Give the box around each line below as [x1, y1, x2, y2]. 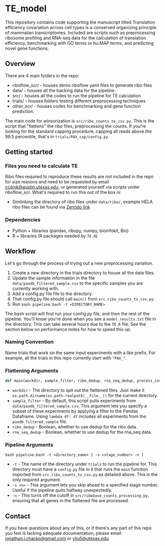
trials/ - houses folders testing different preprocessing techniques [12, 98, 146, 104]
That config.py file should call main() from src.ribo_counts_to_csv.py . [12, 296, 155, 302]
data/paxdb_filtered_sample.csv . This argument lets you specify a [12, 403, 147, 409]
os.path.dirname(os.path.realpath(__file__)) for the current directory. [12, 393, 158, 398]
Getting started [5, 148, 53, 156]
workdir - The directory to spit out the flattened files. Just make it [12, 387, 145, 394]
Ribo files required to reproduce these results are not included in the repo [5, 174, 154, 180]
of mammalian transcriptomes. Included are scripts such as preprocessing [5, 30, 156, 35]
